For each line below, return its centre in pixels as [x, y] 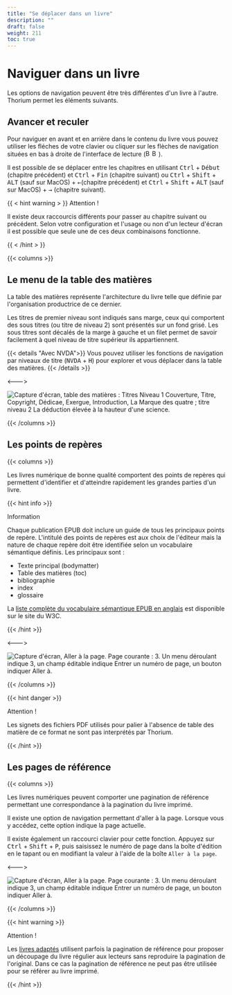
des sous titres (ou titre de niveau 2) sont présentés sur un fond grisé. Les [113, 325]
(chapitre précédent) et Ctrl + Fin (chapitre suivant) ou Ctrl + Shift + [112, 175]
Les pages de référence [59, 767]
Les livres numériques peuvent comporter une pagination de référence [108, 797]
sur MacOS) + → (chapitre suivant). [56, 189]
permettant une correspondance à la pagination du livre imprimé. [100, 805]
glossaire [30, 595]
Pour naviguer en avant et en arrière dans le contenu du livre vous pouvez [113, 139]
